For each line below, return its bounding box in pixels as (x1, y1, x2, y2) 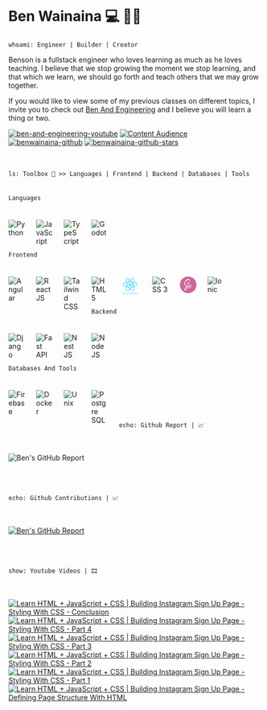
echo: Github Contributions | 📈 (8, 494, 119, 502)
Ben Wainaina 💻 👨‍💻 (8, 7, 142, 26)
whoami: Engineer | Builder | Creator (8, 40, 138, 49)
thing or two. (8, 113, 51, 122)
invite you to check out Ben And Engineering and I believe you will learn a (8, 105, 252, 114)
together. (8, 80, 39, 90)
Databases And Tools (8, 364, 78, 372)
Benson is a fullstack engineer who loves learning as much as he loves (8, 55, 243, 64)
